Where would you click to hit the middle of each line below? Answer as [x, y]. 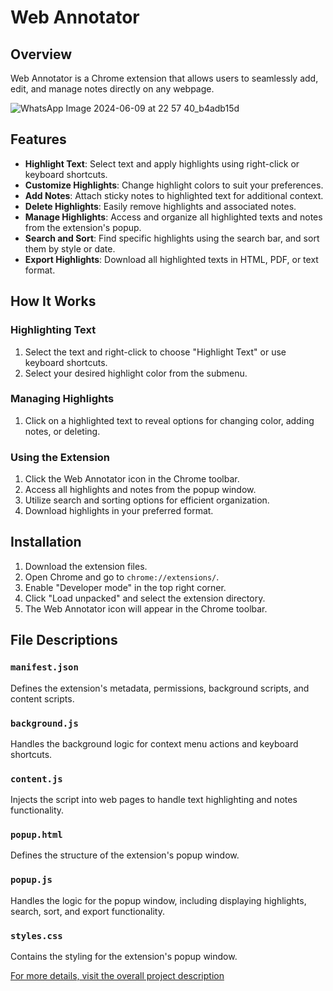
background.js [44, 723]
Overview [41, 54]
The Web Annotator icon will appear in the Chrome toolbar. [146, 608]
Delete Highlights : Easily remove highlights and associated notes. [160, 206]
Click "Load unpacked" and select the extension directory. [145, 598]
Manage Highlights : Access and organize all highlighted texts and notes [173, 217]
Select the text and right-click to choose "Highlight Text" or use [155, 352]
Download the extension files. [86, 566]
